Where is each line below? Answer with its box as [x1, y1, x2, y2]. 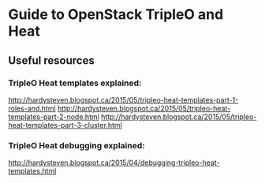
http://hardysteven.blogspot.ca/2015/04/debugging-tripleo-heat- [8, 158, 220, 167]
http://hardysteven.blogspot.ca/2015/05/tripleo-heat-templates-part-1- [8, 95, 239, 104]
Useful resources [8, 54, 95, 67]
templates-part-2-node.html [8, 112, 100, 121]
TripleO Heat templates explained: [8, 77, 142, 88]
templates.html [8, 166, 57, 176]
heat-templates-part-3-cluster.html [8, 120, 122, 129]
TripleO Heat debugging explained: [8, 140, 145, 151]
